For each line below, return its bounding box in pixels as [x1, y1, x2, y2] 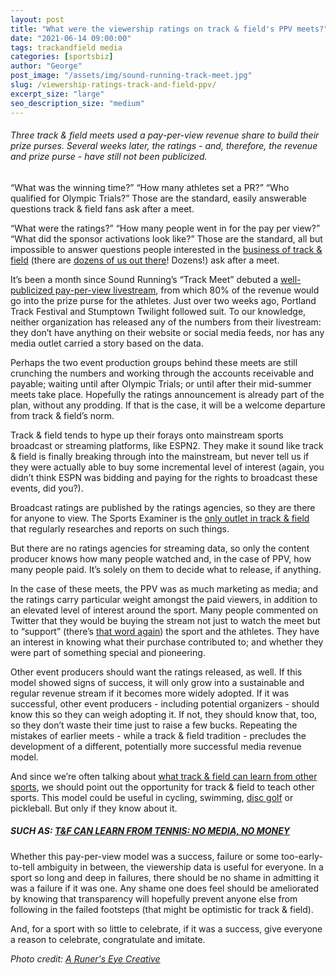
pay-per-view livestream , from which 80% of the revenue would [54, 284, 320, 296]
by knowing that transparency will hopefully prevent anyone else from [10, 892, 298, 905]
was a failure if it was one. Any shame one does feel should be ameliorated [10, 882, 320, 894]
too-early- [281, 850, 323, 862]
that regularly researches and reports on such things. [10, 522, 230, 535]
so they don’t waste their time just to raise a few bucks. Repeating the [10, 719, 298, 731]
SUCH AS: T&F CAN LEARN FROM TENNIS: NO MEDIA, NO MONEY [10, 825, 291, 837]
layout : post [10, 14, 65, 25]
